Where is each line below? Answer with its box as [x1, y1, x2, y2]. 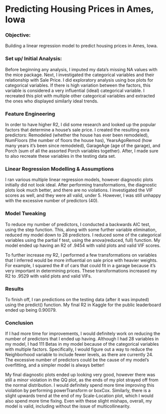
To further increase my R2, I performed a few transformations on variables [5, 252, 157, 258]
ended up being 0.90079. [5, 307, 57, 313]
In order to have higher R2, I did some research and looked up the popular [5, 122, 156, 128]
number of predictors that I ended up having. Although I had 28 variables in [5, 336, 159, 342]
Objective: [5, 32, 31, 39]
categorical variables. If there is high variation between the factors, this [5, 82, 151, 88]
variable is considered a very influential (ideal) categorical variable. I [5, 88, 145, 93]
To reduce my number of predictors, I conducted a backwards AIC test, [5, 221, 151, 227]
